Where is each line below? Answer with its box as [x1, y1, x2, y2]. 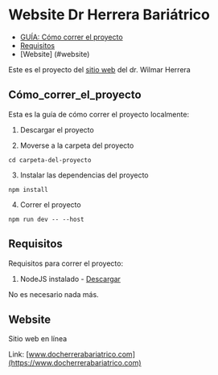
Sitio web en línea [8, 334, 68, 344]
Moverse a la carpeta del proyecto [19, 141, 134, 150]
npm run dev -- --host [8, 215, 84, 223]
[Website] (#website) [19, 49, 90, 59]
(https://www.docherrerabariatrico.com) [8, 358, 142, 368]
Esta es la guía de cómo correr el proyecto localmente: [8, 109, 190, 119]
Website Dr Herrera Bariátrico [8, 6, 211, 24]
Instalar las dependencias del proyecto [19, 170, 149, 180]
